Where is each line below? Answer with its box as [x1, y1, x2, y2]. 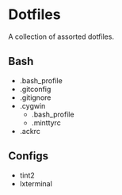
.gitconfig [19, 84, 51, 94]
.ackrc [19, 126, 41, 136]
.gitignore [19, 93, 51, 102]
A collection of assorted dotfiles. [8, 32, 115, 41]
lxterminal [19, 178, 53, 188]
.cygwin [19, 101, 46, 110]
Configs [8, 149, 49, 163]
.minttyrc [31, 117, 61, 128]
